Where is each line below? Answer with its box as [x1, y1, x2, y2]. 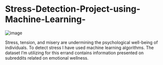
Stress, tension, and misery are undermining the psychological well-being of [5, 39, 158, 45]
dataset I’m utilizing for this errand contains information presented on [5, 50, 144, 56]
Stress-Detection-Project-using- [5, 3, 141, 15]
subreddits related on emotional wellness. [5, 55, 89, 61]
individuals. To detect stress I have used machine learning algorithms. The [5, 44, 154, 50]
